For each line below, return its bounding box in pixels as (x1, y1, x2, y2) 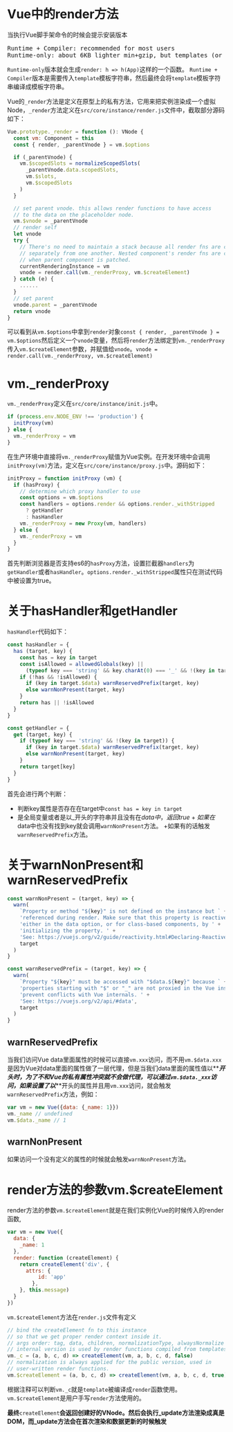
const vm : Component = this (13, 134, 95, 142)
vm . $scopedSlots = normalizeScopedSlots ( (19, 160, 140, 167)
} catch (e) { (13, 276, 54, 283)
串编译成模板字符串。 (7, 82, 68, 91)
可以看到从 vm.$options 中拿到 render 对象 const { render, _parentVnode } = (7, 328, 220, 336)
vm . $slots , (25, 173, 57, 180)
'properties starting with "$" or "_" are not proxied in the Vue (19, 985, 215, 992)
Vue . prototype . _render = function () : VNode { (7, 128, 144, 135)
